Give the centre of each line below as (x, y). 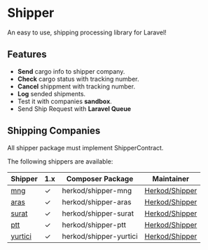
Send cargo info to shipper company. (71, 71)
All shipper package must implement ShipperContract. (85, 147)
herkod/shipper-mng (97, 190)
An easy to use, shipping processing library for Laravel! (87, 32)
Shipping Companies (54, 131)
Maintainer (171, 178)
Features (27, 54)
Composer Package (100, 178)
